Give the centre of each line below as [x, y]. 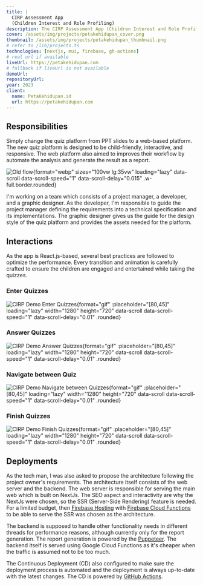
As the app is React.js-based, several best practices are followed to [90, 256]
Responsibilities [37, 127]
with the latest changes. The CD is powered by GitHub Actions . [85, 576]
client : [16, 91]
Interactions [30, 241]
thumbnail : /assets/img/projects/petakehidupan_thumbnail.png [86, 40]
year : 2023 [20, 85]
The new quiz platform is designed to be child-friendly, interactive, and [95, 147]
